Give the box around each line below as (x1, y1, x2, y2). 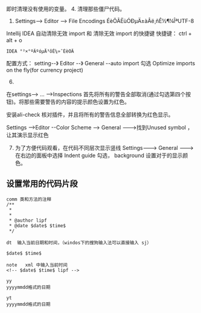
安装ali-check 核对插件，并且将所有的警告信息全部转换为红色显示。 (6, 111, 174, 118)
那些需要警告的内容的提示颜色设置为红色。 (24, 98, 130, 105)
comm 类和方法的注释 (6, 196, 52, 202)
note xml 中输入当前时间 (6, 262, 68, 268)
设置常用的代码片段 (6, 179, 78, 189)
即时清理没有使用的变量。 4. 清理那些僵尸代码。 (6, 5, 126, 12)
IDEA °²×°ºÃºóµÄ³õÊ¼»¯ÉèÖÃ (6, 48, 74, 54)
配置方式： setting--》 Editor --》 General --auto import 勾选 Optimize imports (6, 60, 196, 66)
